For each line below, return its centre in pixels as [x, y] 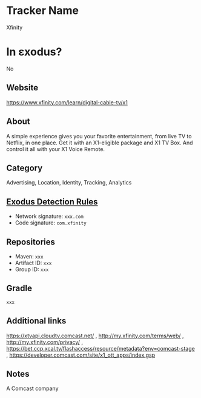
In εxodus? [34, 52]
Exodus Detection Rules [52, 202]
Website [22, 88]
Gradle [19, 288]
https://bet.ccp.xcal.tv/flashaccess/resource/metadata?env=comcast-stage [100, 348]
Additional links [36, 321]
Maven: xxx [29, 256]
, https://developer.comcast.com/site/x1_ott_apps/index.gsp [81, 355]
